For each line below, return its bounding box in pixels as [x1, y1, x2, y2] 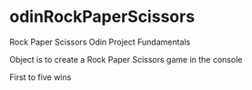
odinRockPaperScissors [9, 6, 196, 27]
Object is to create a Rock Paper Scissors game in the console [9, 54, 243, 65]
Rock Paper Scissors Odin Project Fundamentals [9, 36, 191, 47]
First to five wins [9, 71, 72, 83]
